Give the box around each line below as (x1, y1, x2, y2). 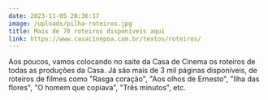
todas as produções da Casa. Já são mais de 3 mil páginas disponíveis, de (8, 66, 257, 76)
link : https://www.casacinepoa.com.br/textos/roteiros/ (8, 34, 201, 43)
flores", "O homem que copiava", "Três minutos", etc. (8, 83, 187, 93)
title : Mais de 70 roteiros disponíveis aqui (8, 27, 165, 35)
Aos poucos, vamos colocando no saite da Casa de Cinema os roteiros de (8, 57, 256, 67)
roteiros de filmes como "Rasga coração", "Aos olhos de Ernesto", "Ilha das (8, 74, 260, 84)
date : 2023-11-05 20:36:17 (8, 11, 100, 20)
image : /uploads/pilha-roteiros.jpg (8, 20, 132, 28)
